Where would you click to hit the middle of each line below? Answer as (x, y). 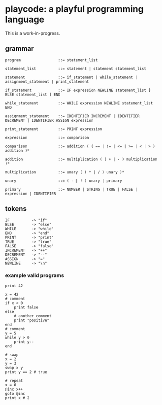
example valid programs (34, 275)
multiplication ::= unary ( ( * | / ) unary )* (65, 172)
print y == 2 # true (26, 372)
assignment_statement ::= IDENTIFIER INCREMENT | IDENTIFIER (72, 116)
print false (26, 307)
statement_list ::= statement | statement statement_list (76, 68)
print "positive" (32, 320)
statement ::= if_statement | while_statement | (71, 77)
